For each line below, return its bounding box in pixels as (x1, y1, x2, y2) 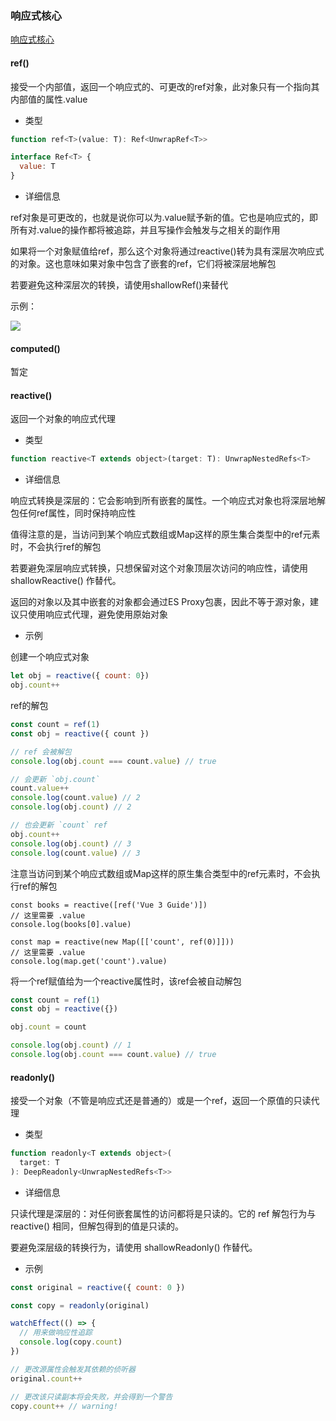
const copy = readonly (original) (10, 1300, 150, 1311)
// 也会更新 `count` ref (10, 820, 108, 831)
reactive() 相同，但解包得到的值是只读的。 (10, 1220, 185, 1232)
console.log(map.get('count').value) (10, 956, 168, 966)
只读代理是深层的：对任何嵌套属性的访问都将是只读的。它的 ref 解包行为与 (10, 1207, 317, 1219)
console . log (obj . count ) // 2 (10, 802, 132, 812)
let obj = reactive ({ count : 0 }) (10, 671, 150, 681)
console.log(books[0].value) (10, 919, 132, 929)
